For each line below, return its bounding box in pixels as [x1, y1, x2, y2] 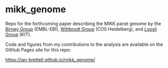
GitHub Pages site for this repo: [5, 47, 71, 53]
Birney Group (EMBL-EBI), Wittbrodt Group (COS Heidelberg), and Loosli [5, 26, 157, 32]
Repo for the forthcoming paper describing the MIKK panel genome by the [5, 20, 161, 27]
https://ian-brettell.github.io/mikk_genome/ [5, 56, 96, 62]
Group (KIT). [5, 31, 32, 37]
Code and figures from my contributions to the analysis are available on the [5, 41, 163, 47]
